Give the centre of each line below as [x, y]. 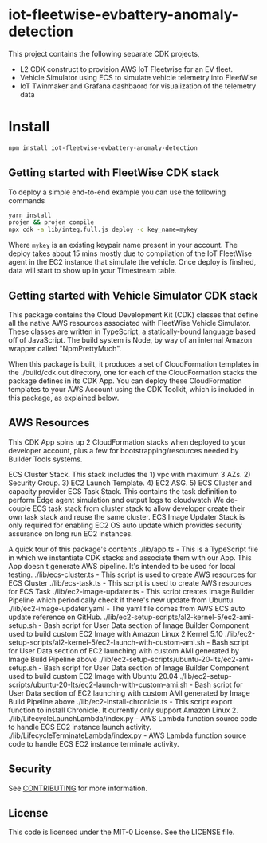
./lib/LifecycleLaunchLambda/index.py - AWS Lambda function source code [133, 718]
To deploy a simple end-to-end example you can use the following [117, 192]
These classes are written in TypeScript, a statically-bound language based [132, 331]
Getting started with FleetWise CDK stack [114, 173]
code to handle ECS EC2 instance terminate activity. [94, 743]
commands [27, 200]
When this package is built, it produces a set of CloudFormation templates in [134, 364]
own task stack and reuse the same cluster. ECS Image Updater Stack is [127, 516]
